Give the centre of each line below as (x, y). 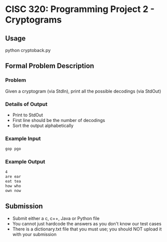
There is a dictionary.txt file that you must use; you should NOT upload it (87, 229)
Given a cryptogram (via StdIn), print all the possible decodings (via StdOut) (83, 91)
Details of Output (26, 104)
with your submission (34, 234)
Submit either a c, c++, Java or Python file (56, 218)
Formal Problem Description (50, 66)
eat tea (13, 181)
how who (13, 186)
